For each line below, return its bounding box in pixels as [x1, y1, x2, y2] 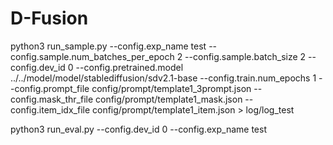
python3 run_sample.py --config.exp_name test [10, 40, 207, 52]
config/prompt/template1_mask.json [95, 93, 243, 105]
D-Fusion [10, 7, 89, 30]
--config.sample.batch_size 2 [184, 50, 307, 62]
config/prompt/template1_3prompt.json [91, 82, 252, 94]
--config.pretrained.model [75, 61, 184, 73]
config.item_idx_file [10, 103, 91, 116]
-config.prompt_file [10, 82, 90, 94]
